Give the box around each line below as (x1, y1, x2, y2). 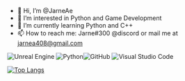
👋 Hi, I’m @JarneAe (17, 7, 73, 15)
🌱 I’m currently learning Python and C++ (17, 21, 134, 29)
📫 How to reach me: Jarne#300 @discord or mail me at (17, 29, 179, 37)
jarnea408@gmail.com (17, 39, 83, 47)
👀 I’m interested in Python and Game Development (17, 14, 162, 22)
